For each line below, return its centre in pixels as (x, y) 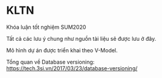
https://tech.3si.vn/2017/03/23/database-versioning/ (72, 68)
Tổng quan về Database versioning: (50, 62)
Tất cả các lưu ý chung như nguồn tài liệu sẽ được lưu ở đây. (81, 38)
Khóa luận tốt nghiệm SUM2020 (46, 27)
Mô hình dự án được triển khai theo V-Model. (62, 50)
